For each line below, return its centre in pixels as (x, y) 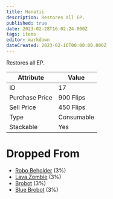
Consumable (76, 117)
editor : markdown (28, 40)
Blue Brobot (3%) (37, 189)
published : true (27, 23)
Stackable (24, 127)
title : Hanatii (25, 12)
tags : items (21, 34)
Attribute (31, 77)
